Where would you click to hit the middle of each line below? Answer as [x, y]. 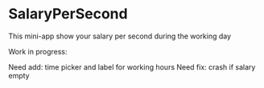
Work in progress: [38, 51]
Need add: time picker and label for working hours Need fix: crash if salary [132, 67]
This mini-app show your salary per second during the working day [120, 36]
